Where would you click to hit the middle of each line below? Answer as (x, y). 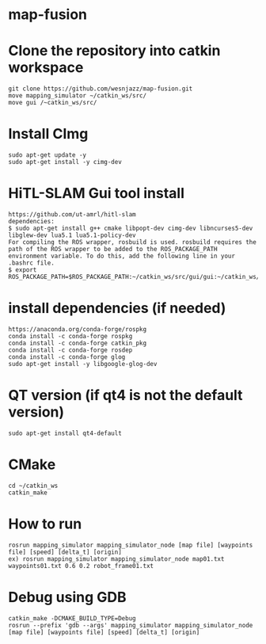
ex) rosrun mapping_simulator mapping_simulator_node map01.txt (116, 559)
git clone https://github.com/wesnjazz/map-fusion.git (101, 89)
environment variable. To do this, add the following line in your (122, 256)
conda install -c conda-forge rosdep (70, 350)
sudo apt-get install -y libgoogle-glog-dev (83, 364)
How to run (45, 524)
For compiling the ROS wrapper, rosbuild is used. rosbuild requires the (133, 242)
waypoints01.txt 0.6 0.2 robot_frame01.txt (81, 566)
